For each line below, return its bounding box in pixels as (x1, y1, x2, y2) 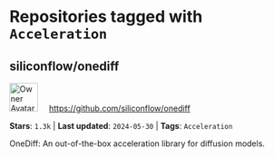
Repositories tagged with (9, 6, 203, 27)
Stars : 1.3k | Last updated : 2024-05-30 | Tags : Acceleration (9, 121, 233, 131)
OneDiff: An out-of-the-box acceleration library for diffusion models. (9, 138, 266, 149)
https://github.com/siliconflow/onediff (48, 103, 191, 114)
